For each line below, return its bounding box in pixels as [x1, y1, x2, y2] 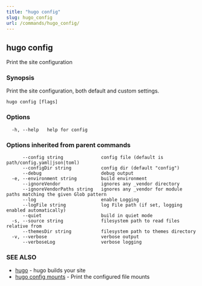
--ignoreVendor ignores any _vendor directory [22, 181, 180, 187]
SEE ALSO [6, 253, 37, 261]
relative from [6, 223, 42, 230]
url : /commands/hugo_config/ [6, 20, 80, 26]
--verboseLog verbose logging [22, 239, 142, 245]
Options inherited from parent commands [6, 140, 131, 149]
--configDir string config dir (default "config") [22, 165, 180, 171]
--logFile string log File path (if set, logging [22, 202, 183, 209]
